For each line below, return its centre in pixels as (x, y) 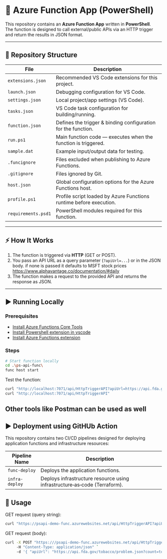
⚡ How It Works (29, 241)
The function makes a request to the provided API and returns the (80, 276)
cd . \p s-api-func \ (24, 366)
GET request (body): (26, 533)
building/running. (76, 114)
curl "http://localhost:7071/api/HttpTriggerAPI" (58, 394)
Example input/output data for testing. (100, 151)
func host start (22, 370)
